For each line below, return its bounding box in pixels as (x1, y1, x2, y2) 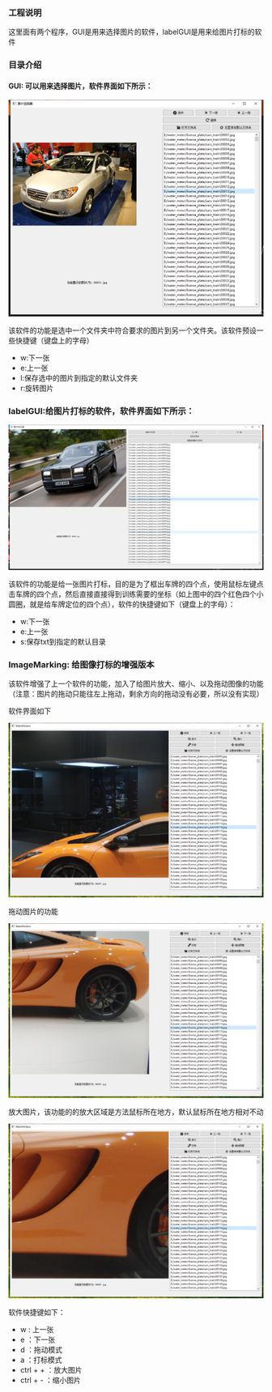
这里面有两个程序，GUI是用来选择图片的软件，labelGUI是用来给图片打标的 (8, 27, 255, 37)
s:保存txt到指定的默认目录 (19, 636, 107, 646)
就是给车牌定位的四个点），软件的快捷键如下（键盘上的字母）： (29, 599, 236, 609)
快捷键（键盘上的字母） (15, 336, 94, 346)
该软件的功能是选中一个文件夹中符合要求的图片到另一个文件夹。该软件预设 (8, 326, 257, 335)
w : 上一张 (19, 1325, 54, 1335)
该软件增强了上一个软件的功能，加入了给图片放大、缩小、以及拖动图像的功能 (8, 679, 264, 689)
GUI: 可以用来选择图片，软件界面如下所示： (8, 81, 153, 91)
